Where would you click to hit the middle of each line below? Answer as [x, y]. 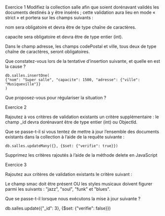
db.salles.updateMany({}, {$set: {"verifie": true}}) [62, 146]
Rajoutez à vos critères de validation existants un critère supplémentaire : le [82, 117]
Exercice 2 [16, 107]
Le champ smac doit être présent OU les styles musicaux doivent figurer [79, 184]
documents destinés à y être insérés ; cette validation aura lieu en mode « [80, 12]
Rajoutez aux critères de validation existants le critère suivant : [69, 174]
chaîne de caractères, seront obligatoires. [47, 52]
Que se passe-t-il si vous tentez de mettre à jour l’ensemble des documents [82, 131]
